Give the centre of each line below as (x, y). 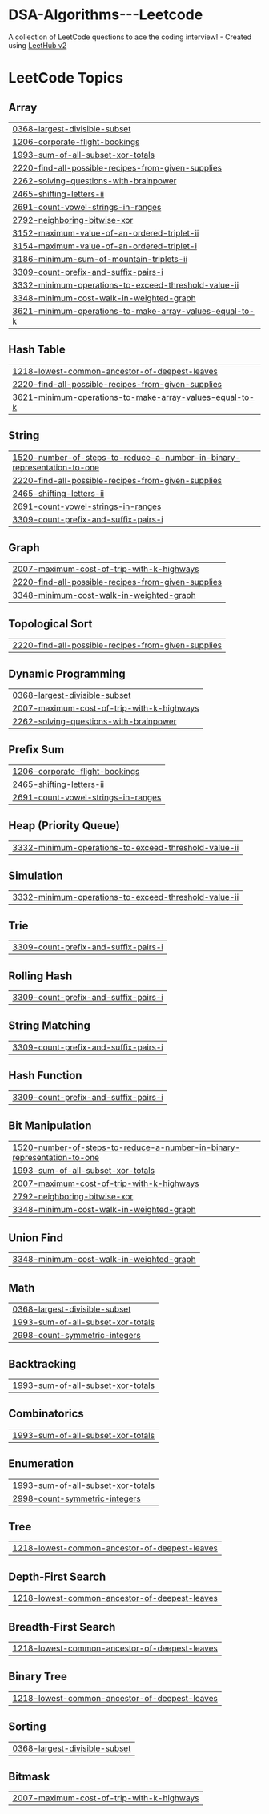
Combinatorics (46, 1414)
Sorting (27, 1727)
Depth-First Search (57, 1576)
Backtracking (42, 1364)
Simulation (36, 876)
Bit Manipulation (50, 1126)
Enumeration (41, 1464)
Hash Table (37, 350)
